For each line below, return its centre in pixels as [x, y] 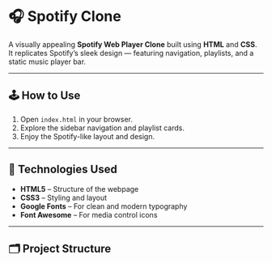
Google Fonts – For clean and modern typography [104, 206]
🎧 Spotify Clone [65, 17]
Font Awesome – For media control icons [89, 214]
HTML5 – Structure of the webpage [79, 189]
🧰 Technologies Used [63, 170]
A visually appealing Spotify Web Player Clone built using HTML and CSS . [133, 44]
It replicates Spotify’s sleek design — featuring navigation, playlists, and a [131, 53]
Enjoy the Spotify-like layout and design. [87, 136]
